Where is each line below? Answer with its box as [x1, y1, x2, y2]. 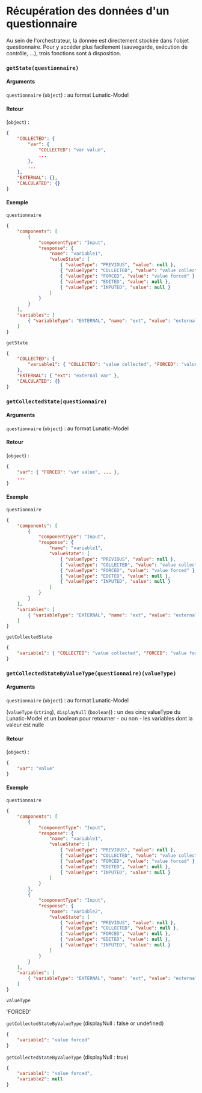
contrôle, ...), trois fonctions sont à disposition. [6, 49, 121, 56]
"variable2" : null [17, 1076, 63, 1082]
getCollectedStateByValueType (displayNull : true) [6, 1053, 129, 1061]
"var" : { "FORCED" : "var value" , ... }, [17, 469, 120, 475]
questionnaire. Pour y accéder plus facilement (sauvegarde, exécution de [6, 43, 188, 50]
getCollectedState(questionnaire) [6, 398, 107, 405]
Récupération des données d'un [6, 4, 170, 18]
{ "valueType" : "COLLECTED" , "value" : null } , [60, 925, 179, 931]
